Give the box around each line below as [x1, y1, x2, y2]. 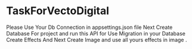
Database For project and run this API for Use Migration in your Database [6, 30, 186, 37]
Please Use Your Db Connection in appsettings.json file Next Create [6, 24, 173, 31]
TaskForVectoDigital [6, 4, 109, 18]
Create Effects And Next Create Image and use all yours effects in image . [6, 36, 187, 43]
